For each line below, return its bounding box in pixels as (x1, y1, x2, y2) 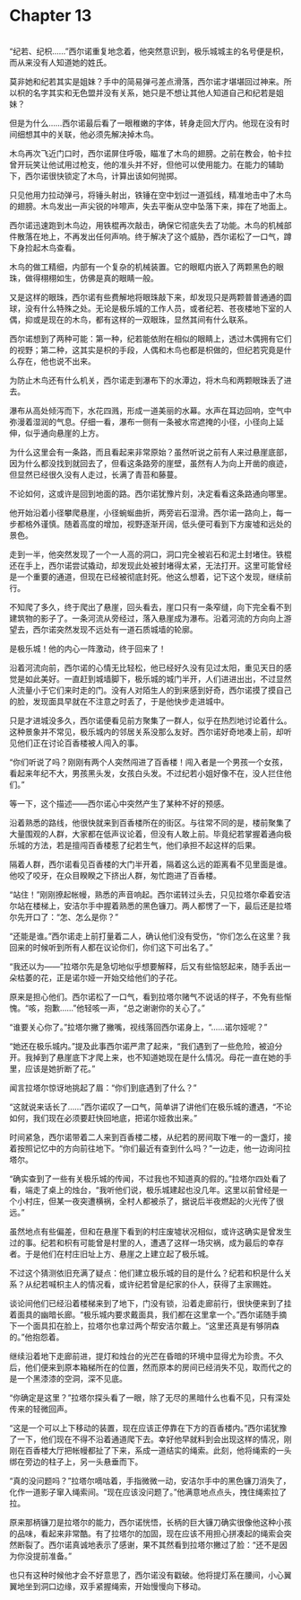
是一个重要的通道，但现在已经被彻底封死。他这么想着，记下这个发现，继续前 (9, 571, 292, 582)
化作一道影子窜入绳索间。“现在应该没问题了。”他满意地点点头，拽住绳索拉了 (9, 1486, 288, 1497)
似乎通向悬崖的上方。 (24, 428, 104, 438)
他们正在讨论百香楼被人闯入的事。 (16, 738, 143, 748)
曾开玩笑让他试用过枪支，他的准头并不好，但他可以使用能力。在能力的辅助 (9, 159, 284, 170)
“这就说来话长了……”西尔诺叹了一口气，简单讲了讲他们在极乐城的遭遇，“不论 (9, 1101, 292, 1112)
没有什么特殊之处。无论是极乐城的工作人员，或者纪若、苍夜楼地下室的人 (24, 303, 292, 314)
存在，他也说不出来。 (16, 356, 96, 367)
